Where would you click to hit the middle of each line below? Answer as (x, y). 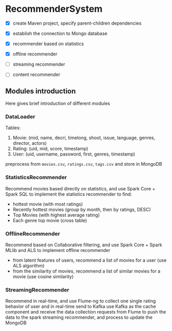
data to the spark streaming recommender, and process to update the (79, 317)
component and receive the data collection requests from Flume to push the (86, 312)
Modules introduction (41, 91)
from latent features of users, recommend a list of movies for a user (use (90, 260)
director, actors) (30, 143)
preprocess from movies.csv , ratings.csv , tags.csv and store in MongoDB (84, 164)
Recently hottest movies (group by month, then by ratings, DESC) (82, 209)
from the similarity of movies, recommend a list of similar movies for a (87, 271)
